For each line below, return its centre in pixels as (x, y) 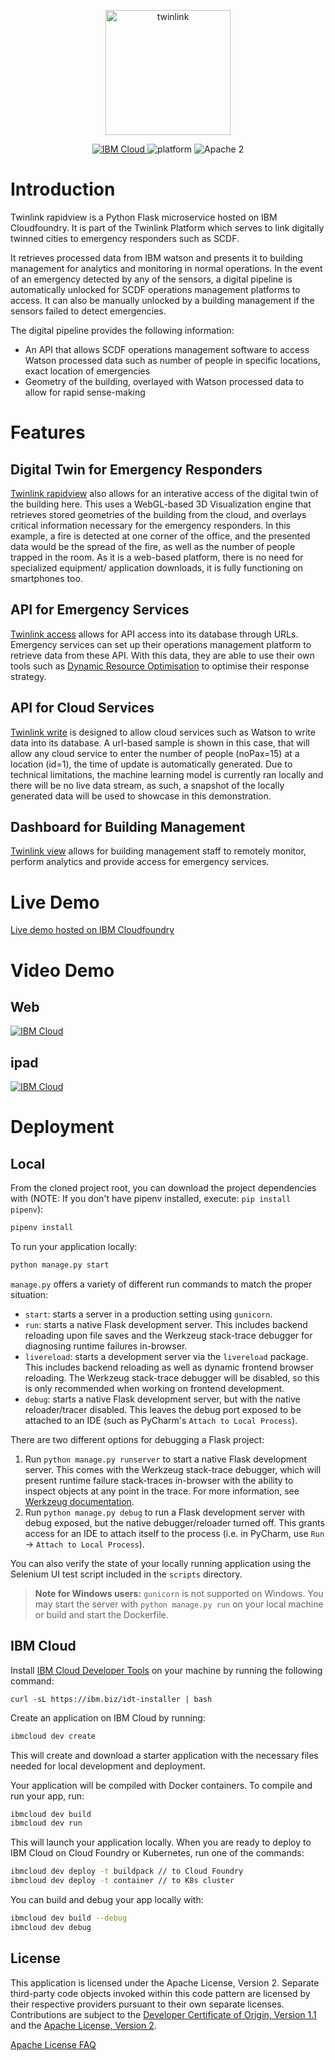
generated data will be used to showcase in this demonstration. (141, 796)
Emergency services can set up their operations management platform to (161, 644)
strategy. (28, 676)
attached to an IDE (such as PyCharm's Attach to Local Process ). (161, 1420)
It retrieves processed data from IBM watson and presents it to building (156, 257)
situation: (29, 1294)
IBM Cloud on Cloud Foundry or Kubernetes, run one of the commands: (157, 1853)
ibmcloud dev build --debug (69, 1918)
